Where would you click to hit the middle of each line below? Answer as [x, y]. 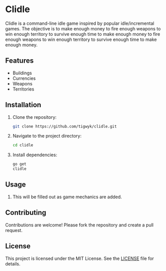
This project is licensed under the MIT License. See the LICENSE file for [80, 258]
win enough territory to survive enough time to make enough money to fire [83, 34]
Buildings [22, 73]
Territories [23, 89]
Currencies [24, 78]
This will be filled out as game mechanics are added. [67, 197]
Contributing [26, 213]
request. [14, 230]
